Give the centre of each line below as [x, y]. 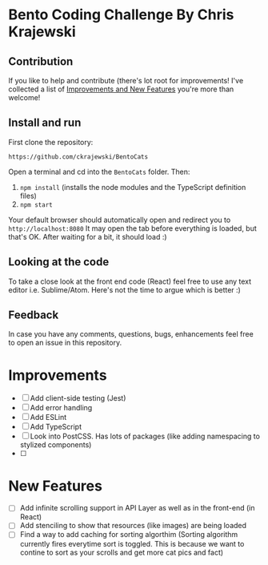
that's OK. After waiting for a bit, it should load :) [88, 236]
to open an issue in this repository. [65, 343]
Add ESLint [48, 418]
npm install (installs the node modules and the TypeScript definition [133, 187]
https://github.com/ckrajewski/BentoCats [78, 157]
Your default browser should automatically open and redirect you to [120, 220]
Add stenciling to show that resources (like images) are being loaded [133, 526]
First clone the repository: [51, 142]
